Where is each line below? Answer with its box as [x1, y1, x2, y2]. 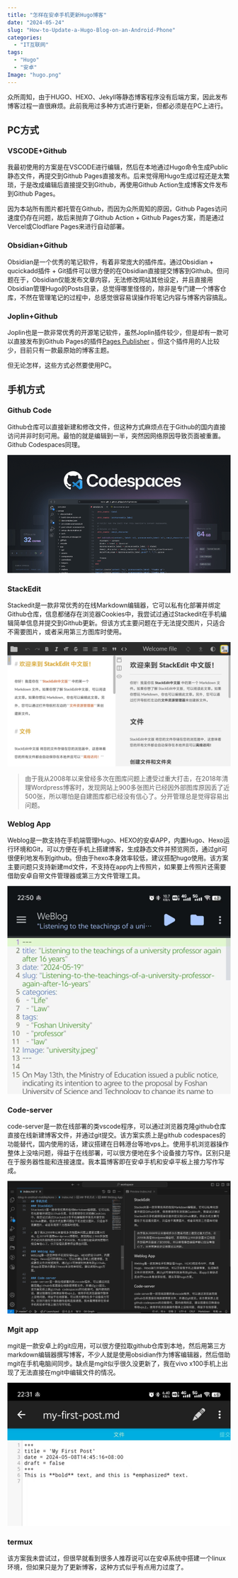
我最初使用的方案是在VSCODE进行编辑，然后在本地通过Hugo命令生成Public [7, 163, 229, 172]
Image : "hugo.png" [7, 71, 62, 78]
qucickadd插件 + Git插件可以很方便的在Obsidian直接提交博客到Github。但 [7, 266, 223, 275]
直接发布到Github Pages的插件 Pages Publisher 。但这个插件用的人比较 [13, 337, 220, 346]
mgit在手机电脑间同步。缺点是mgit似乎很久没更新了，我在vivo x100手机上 [7, 1359, 222, 1368]
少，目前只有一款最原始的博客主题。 [7, 346, 113, 354]
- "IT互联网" [13, 41, 49, 49]
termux [7, 1537, 33, 1547]
